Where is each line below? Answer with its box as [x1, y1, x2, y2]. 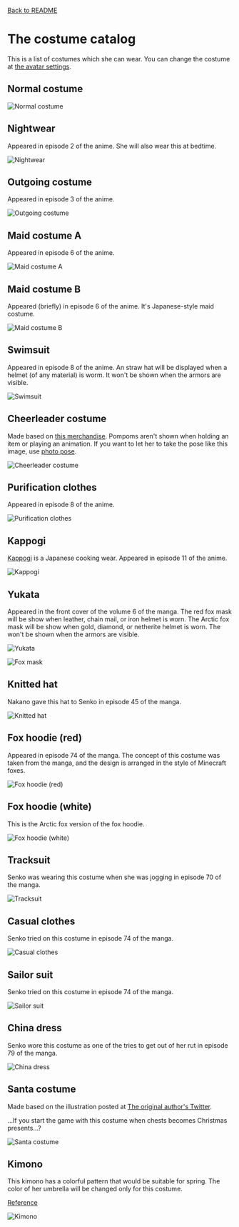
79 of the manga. [7, 1048, 58, 1057]
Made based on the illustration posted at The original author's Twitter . [7, 1102, 213, 1111]
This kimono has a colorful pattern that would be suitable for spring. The [7, 1177, 220, 1186]
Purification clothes [7, 481, 98, 494]
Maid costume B [7, 283, 81, 295]
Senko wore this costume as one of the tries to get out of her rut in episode [7, 1041, 228, 1049]
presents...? [7, 1123, 41, 1132]
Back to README [7, 6, 58, 14]
